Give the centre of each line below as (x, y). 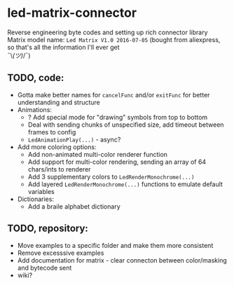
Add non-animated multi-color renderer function (98, 154)
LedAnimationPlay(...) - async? (74, 139)
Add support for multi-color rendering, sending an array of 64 (117, 162)
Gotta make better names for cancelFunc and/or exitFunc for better (113, 95)
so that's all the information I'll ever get (63, 47)
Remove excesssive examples (61, 253)
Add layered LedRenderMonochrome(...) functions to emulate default (125, 184)
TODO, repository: (48, 229)
